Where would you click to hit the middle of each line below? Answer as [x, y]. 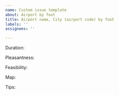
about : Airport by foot [30, 15]
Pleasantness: [20, 58]
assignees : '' [20, 29]
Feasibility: [16, 68]
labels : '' [17, 24]
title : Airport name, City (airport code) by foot [60, 19]
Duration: [15, 48]
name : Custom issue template [36, 10]
